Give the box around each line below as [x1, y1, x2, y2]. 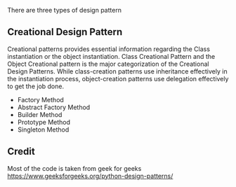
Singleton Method [17, 125, 70, 134]
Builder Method [17, 110, 63, 118]
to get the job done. [7, 82, 65, 90]
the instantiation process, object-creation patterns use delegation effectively [7, 74, 229, 83]
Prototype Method [17, 118, 71, 126]
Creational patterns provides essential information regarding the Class [7, 45, 211, 53]
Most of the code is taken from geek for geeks [7, 164, 142, 172]
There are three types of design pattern [7, 6, 122, 14]
